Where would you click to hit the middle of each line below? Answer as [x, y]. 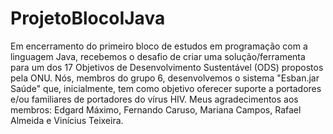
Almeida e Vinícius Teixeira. [67, 120]
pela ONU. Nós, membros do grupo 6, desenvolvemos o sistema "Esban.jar [165, 78]
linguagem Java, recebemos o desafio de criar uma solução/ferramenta [158, 56]
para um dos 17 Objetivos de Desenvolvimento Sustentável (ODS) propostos [167, 67]
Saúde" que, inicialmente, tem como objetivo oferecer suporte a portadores [166, 88]
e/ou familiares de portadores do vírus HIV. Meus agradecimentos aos [154, 99]
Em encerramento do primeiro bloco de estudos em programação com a [159, 46]
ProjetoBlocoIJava [88, 18]
